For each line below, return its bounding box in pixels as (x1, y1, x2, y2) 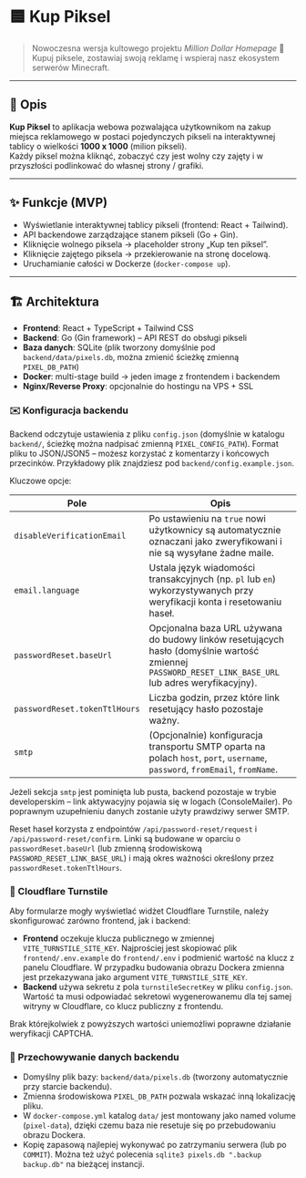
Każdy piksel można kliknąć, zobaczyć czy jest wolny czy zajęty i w (9, 150, 264, 161)
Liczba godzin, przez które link (148, 691, 280, 704)
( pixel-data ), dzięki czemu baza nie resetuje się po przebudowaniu (22, 1120, 276, 1131)
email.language (14, 584, 80, 595)
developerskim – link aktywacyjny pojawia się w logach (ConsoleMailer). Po (9, 796, 293, 807)
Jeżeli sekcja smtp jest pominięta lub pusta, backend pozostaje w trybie (9, 786, 277, 797)
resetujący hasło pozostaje (148, 702, 264, 715)
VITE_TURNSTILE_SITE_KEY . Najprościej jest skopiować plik (22, 942, 238, 953)
